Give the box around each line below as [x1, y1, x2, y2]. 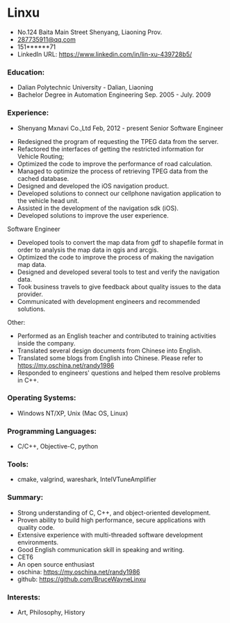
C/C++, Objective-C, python [17, 442, 99, 451]
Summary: [7, 492, 44, 502]
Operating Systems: [7, 393, 76, 403]
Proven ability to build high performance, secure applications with [17, 516, 206, 524]
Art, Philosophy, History [17, 608, 85, 617]
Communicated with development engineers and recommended [17, 297, 200, 305]
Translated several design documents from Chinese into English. [17, 346, 202, 355]
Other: [7, 318, 26, 326]
